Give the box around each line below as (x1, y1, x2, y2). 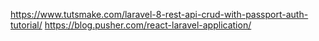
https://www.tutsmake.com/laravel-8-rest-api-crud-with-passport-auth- (10, 9, 309, 20)
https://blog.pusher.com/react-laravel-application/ (44, 19, 252, 31)
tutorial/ (10, 19, 43, 31)
